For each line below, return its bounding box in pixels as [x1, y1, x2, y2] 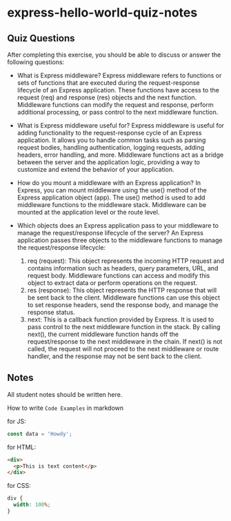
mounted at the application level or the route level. [17, 208, 160, 216]
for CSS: [7, 482, 31, 490]
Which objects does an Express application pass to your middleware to [17, 222, 219, 229]
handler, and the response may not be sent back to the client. [27, 352, 202, 360]
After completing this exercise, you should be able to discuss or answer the [7, 50, 221, 59]
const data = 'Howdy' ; [7, 430, 72, 438]
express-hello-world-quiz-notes [7, 5, 198, 21]
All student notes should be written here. [7, 390, 123, 398]
